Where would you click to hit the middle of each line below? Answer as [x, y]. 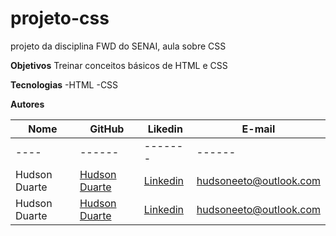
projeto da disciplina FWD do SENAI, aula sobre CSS [118, 46]
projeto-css [60, 18]
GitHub [107, 129]
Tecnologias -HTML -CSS [64, 84]
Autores [27, 104]
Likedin [165, 129]
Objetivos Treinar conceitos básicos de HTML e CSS [119, 65]
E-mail [258, 129]
